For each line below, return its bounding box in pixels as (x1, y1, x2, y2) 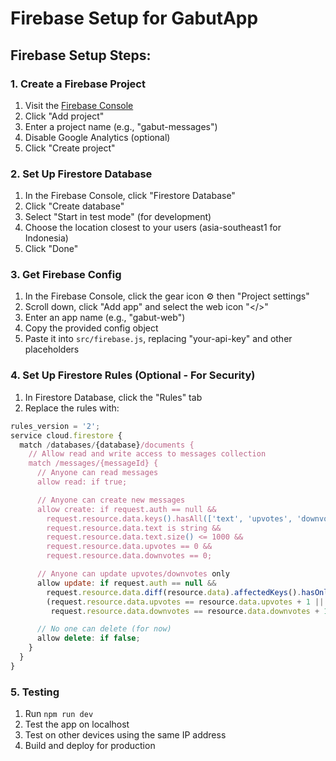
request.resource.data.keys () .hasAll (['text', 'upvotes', (46, 513, 293, 524)
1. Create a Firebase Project (10, 77, 146, 91)
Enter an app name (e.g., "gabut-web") (24, 312, 186, 324)
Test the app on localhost (24, 718, 130, 731)
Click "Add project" (24, 110, 105, 122)
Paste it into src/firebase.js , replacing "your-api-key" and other (24, 333, 293, 345)
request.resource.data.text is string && (46, 523, 222, 533)
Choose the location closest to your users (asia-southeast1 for (24, 222, 282, 234)
